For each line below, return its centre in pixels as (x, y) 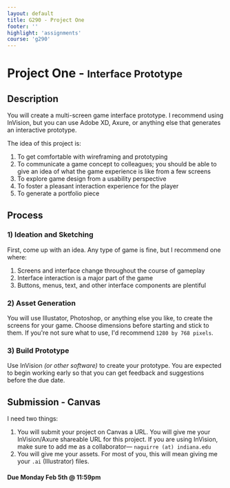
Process (25, 215)
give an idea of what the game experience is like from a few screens (114, 172)
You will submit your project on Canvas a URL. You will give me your (114, 432)
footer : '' (23, 26)
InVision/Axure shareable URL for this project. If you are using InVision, (117, 440)
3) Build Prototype (38, 351)
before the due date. (36, 380)
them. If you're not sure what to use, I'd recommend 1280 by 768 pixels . (110, 333)
